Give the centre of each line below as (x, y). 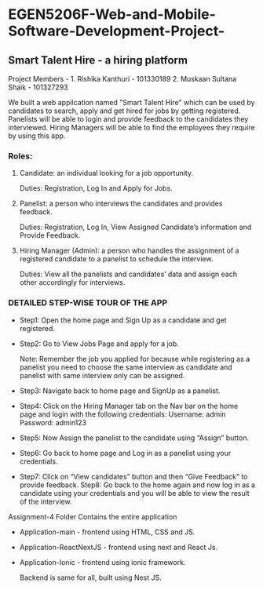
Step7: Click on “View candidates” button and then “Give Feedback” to (133, 476)
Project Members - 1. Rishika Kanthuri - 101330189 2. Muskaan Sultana (122, 79)
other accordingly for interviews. (72, 282)
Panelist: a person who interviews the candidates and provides (121, 204)
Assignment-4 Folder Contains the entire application (93, 516)
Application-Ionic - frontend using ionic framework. (102, 562)
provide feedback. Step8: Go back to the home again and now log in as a (137, 485)
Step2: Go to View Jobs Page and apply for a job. (99, 344)
